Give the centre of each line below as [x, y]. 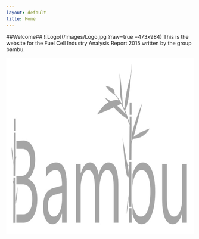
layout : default [26, 13]
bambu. [15, 49]
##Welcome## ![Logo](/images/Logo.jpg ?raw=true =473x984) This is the [97, 36]
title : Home [21, 19]
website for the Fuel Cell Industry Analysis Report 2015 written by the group [99, 43]
